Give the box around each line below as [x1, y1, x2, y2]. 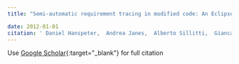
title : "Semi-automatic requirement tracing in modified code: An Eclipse [7, 10, 234, 18]
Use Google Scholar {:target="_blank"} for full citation [7, 49, 164, 57]
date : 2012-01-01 [7, 23, 59, 30]
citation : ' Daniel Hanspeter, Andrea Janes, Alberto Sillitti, [7, 30, 208, 37]
